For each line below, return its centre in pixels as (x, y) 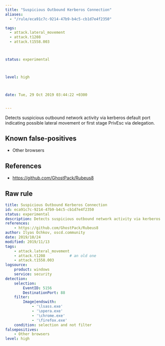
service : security (33, 274)
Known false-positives (41, 138)
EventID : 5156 (37, 288)
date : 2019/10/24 (23, 237)
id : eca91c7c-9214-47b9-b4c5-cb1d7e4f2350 (50, 209)
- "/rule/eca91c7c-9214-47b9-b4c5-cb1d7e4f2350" (61, 19)
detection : (16, 278)
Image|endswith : (40, 302)
